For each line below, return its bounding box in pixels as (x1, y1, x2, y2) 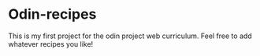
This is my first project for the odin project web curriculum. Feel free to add (8, 31, 252, 40)
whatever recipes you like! (8, 39, 94, 48)
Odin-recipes (8, 5, 97, 23)
